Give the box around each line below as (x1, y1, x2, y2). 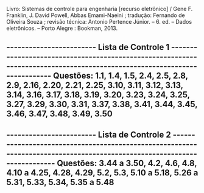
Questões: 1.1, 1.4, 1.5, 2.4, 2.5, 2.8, (52, 71, 188, 81)
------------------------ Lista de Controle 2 (6, 129, 172, 139)
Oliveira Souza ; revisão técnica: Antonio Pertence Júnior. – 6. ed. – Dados (6, 18, 192, 25)
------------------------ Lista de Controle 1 (6, 42, 170, 52)
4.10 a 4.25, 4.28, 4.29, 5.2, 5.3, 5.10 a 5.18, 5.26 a (6, 167, 199, 178)
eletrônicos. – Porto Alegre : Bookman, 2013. (6, 24, 118, 32)
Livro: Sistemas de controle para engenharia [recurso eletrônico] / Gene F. (6, 5, 193, 12)
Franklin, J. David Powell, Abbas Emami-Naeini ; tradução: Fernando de (6, 12, 185, 19)
